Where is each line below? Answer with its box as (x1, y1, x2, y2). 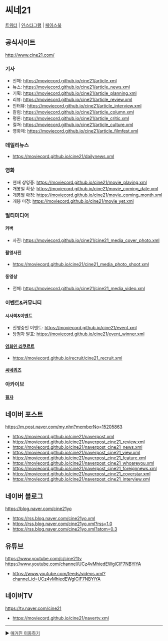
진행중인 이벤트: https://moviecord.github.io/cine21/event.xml (12, 325, 137, 331)
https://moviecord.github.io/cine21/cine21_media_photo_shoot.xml (12, 261, 149, 267)
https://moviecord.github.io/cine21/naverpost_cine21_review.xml (12, 439, 145, 445)
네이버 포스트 (5, 410, 43, 419)
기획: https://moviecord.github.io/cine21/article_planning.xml (12, 90, 137, 96)
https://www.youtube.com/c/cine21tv (5, 556, 82, 562)
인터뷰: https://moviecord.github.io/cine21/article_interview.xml (12, 103, 141, 109)
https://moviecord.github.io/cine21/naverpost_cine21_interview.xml (12, 476, 150, 482)
